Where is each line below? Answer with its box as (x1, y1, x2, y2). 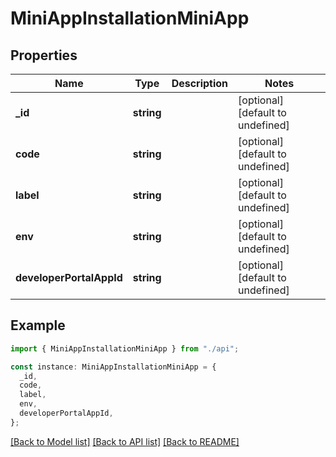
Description (171, 77, 229, 90)
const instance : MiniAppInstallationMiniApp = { (10, 362, 217, 372)
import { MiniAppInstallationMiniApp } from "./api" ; (10, 343, 240, 354)
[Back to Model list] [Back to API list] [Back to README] (10, 435, 240, 447)
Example (10, 317, 66, 334)
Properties (10, 47, 78, 64)
